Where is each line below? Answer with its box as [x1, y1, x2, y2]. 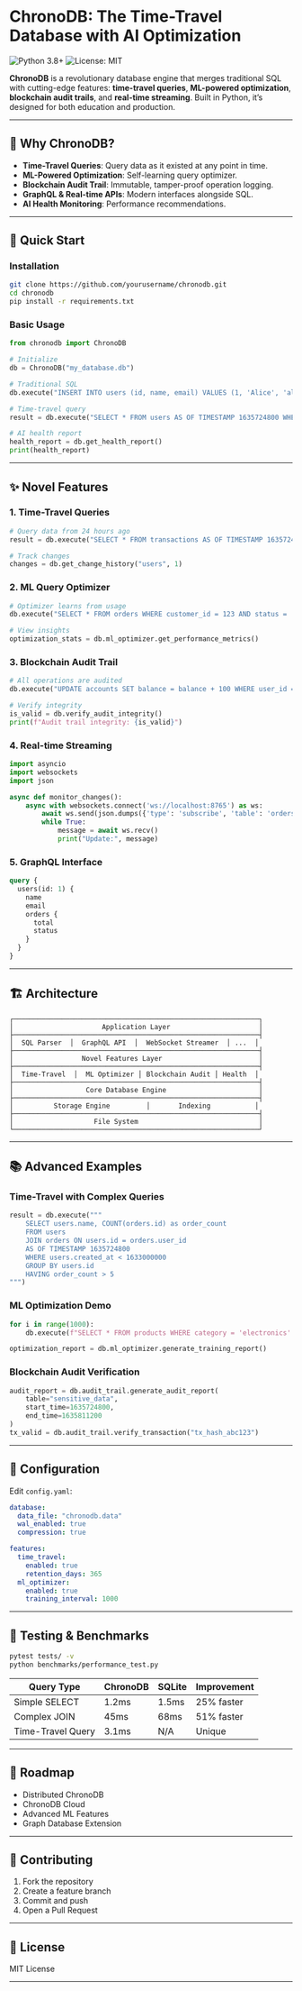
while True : [41, 817, 87, 827]
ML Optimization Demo [9, 1300, 111, 1312]
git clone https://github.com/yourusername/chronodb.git [9, 280, 227, 289]
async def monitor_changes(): [9, 792, 123, 801]
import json [9, 776, 54, 785]
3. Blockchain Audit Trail [9, 656, 119, 669]
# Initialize [9, 355, 58, 364]
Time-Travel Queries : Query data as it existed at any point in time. [22, 160, 268, 170]
